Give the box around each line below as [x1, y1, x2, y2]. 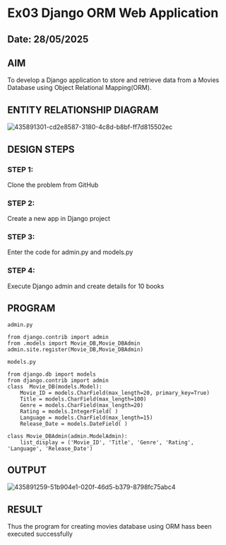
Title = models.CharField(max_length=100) [20, 395, 147, 403]
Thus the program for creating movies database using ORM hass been [7, 522, 212, 531]
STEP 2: [7, 198, 35, 208]
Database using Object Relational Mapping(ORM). [7, 84, 152, 92]
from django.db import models [7, 370, 97, 378]
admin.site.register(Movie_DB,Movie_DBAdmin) [7, 345, 143, 353]
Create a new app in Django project [7, 214, 111, 223]
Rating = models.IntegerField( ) [20, 408, 119, 415]
